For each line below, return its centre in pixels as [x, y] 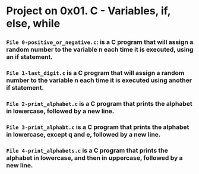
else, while [33, 23]
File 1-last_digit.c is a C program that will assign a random [95, 73]
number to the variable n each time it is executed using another [99, 80]
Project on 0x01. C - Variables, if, [89, 11]
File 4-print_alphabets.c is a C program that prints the [87, 150]
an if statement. [29, 57]
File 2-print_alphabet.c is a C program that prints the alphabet [99, 103]
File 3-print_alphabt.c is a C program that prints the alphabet [98, 127]
